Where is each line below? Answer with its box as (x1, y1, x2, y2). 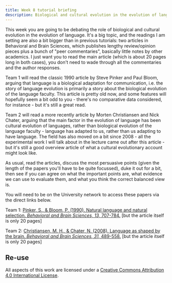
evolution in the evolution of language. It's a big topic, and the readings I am (5, 32, 165, 38)
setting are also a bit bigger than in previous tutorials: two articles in (5, 37, 148, 44)
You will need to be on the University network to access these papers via (5, 191, 160, 197)
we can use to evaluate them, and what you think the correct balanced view (5, 176, 165, 182)
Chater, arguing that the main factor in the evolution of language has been (5, 117, 161, 123)
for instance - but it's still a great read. (5, 102, 86, 108)
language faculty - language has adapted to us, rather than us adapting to (5, 128, 161, 134)
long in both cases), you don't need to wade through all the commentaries (5, 59, 162, 65)
